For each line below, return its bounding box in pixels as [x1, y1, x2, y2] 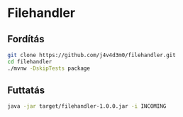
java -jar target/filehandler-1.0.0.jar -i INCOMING [7, 103, 167, 110]
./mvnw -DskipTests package [7, 65, 91, 72]
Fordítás [7, 33, 45, 45]
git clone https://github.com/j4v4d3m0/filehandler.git [7, 51, 176, 58]
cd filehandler [7, 58, 52, 65]
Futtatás [7, 85, 45, 97]
